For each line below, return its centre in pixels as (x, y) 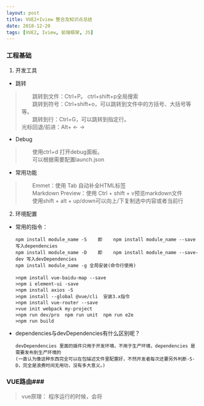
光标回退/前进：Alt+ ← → (53, 127)
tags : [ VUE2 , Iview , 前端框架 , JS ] (50, 32)
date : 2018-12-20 (28, 26)
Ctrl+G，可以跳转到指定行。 (94, 119)
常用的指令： (31, 227)
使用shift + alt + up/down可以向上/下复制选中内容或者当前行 (108, 201)
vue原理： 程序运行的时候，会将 (62, 396)
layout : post (23, 13)
